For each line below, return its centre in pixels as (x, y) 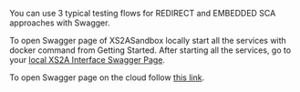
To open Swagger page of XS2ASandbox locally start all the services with (148, 41)
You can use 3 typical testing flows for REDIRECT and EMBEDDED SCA (143, 13)
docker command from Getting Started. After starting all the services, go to (150, 50)
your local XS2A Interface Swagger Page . (88, 60)
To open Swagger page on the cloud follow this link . (107, 77)
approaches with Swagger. (60, 23)
